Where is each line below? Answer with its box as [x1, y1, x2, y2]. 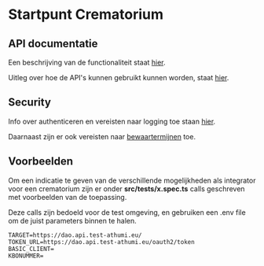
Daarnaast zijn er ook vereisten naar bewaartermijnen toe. [8, 131, 196, 141]
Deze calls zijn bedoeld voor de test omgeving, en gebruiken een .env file [8, 207, 246, 217]
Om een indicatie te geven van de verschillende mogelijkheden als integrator [8, 175, 256, 185]
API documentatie [8, 37, 98, 50]
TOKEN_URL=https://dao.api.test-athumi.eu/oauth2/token [8, 238, 195, 246]
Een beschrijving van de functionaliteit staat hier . [8, 57, 167, 67]
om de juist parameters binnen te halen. [8, 216, 137, 225]
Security [8, 96, 51, 109]
